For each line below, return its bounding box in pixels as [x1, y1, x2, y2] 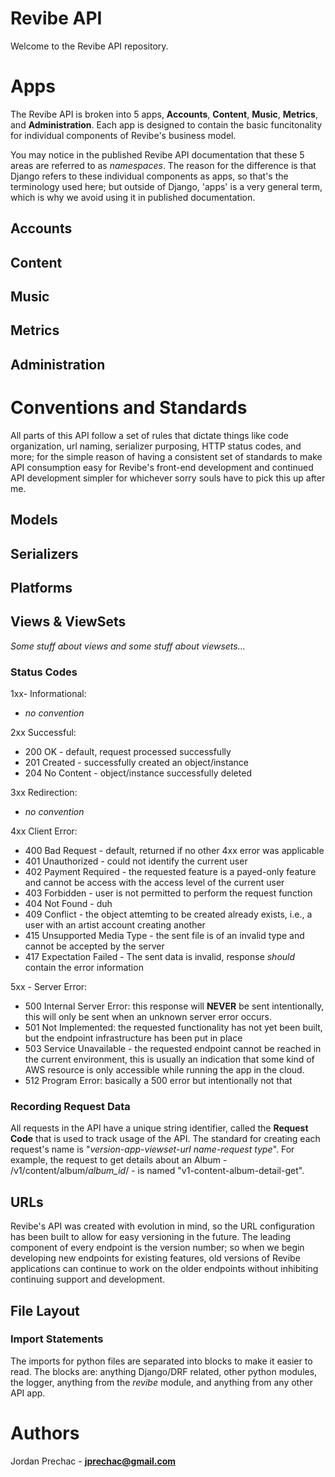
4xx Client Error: [10, 825, 78, 837]
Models [10, 512, 58, 529]
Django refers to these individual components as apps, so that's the [10, 170, 289, 182]
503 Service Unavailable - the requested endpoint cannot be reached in [24, 1043, 322, 1055]
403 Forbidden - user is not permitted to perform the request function [24, 887, 313, 899]
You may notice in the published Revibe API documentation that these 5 [10, 148, 305, 161]
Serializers [10, 545, 79, 562]
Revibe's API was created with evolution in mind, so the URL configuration [10, 1220, 315, 1232]
